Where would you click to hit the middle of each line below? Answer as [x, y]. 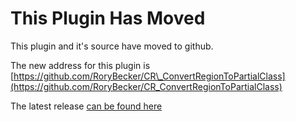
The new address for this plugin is [80, 65]
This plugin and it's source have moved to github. [112, 46]
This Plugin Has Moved [108, 18]
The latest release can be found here [86, 106]
